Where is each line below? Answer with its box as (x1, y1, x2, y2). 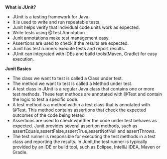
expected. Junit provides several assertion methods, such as (12, 123, 138, 129)
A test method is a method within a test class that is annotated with (12, 102, 151, 107)
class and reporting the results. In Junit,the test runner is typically (12, 139, 148, 145)
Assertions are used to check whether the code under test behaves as (12, 118, 157, 123)
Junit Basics (5, 66, 31, 72)
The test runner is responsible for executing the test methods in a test (12, 134, 156, 139)
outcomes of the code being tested (12, 112, 85, 118)
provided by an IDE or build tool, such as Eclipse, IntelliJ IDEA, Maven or (12, 144, 161, 150)
